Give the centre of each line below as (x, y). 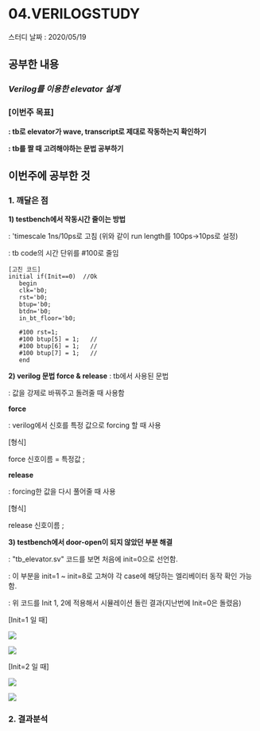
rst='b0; (33, 298)
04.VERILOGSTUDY (74, 14)
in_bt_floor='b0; (48, 319)
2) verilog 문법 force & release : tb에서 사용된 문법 (89, 376)
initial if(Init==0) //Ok (53, 277)
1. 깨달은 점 (28, 200)
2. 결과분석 (28, 719)
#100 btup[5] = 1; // (58, 339)
